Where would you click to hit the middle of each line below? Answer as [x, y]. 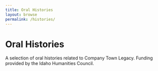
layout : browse [21, 15]
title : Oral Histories [29, 10]
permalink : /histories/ [30, 19]
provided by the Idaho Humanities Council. [50, 63]
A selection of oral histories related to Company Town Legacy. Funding [79, 58]
